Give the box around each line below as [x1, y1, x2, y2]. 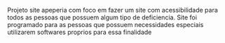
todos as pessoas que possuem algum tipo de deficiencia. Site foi [7, 13, 198, 21]
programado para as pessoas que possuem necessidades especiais [7, 21, 204, 28]
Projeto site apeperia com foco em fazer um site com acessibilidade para [7, 6, 219, 14]
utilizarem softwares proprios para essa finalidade [7, 28, 152, 36]
